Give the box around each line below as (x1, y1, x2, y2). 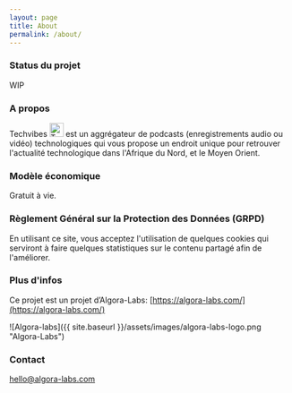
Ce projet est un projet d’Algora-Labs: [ (9, 295, 153, 305)
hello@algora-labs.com (9, 373, 96, 385)
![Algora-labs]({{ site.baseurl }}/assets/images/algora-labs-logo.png (9, 321, 262, 332)
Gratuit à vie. (9, 190, 56, 201)
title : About (9, 21, 58, 30)
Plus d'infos (9, 274, 63, 286)
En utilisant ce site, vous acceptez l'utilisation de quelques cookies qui (9, 233, 269, 243)
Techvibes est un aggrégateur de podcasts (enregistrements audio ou (9, 128, 284, 139)
